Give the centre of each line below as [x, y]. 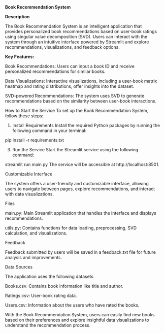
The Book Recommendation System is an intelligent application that [73, 26]
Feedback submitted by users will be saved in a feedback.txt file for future [81, 252]
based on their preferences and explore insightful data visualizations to [77, 320]
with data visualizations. [30, 194]
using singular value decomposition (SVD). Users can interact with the [76, 37]
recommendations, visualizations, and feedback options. [62, 47]
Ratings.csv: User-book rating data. [41, 296]
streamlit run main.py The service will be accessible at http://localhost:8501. [82, 164]
